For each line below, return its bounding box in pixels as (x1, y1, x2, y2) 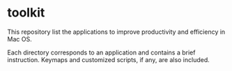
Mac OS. (7, 34, 33, 43)
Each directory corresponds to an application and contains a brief (7, 48, 196, 57)
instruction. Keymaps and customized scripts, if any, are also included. (7, 55, 210, 63)
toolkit (7, 5, 45, 21)
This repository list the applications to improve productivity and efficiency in (7, 28, 226, 36)
